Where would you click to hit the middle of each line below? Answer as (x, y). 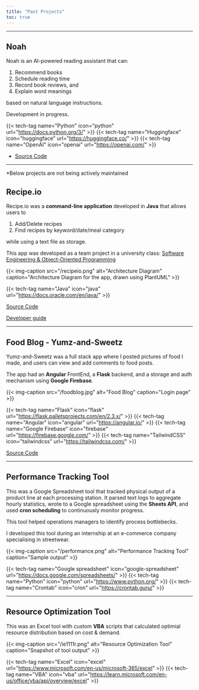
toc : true (18, 17)
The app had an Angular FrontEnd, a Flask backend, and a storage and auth (99, 374)
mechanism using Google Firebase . (50, 381)
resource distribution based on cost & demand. (63, 632)
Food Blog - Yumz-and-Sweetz (65, 342)
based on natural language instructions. (54, 103)
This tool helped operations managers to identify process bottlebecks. (92, 522)
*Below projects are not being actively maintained (67, 173)
